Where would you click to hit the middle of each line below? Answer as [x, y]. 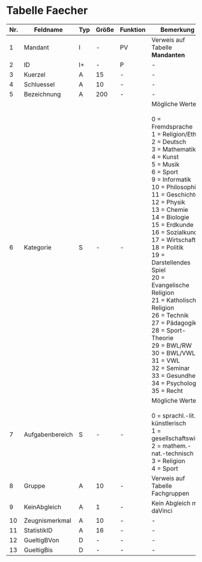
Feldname [48, 30]
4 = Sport [165, 468]
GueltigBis [38, 550]
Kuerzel [35, 74]
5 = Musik [165, 164]
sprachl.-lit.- [181, 415]
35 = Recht [167, 391]
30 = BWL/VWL [173, 353]
